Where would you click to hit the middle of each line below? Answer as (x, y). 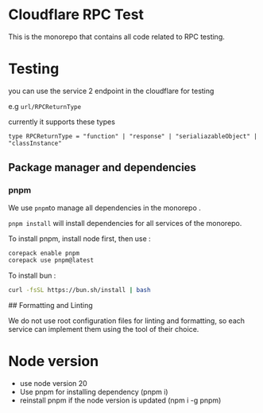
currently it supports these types (62, 122)
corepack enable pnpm (44, 253)
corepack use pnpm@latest (51, 260)
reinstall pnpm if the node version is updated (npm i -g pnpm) (120, 400)
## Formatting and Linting (50, 306)
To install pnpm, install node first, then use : (79, 238)
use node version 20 (53, 384)
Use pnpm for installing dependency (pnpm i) (94, 392)
